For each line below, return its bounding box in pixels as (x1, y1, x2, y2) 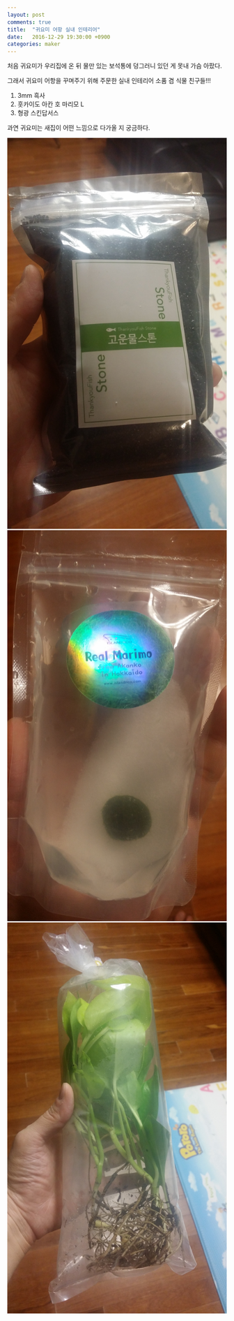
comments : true (7, 18, 52, 26)
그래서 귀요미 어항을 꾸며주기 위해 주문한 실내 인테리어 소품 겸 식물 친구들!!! (7, 77, 211, 85)
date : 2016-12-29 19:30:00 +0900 (7, 34, 111, 40)
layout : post (7, 11, 45, 18)
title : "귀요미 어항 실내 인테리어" (7, 26, 101, 33)
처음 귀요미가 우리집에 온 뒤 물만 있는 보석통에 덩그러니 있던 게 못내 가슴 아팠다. (7, 61, 223, 70)
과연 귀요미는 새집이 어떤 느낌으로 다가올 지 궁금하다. (7, 124, 150, 132)
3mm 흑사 (17, 91, 45, 100)
